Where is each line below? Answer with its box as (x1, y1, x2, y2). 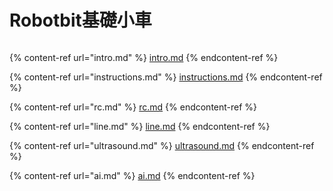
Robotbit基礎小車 (9, 9, 152, 32)
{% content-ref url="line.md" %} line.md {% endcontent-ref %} (9, 120, 271, 132)
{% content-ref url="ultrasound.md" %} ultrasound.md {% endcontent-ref (9, 139, 315, 151)
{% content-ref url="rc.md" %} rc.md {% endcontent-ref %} (9, 101, 258, 113)
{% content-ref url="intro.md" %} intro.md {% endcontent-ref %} (9, 51, 279, 63)
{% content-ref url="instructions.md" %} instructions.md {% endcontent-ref (9, 71, 323, 83)
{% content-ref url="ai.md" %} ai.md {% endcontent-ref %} (9, 169, 256, 181)
